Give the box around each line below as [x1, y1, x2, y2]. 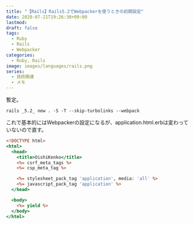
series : [6, 69, 25, 74]
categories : [6, 52, 35, 58]
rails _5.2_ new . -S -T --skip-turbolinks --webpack [6, 108, 140, 114]
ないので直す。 [11, 127, 47, 133]
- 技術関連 [11, 74, 34, 80]
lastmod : [6, 19, 27, 25]
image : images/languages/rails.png [6, 63, 93, 69]
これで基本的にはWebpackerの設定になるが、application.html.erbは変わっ [6, 119, 184, 126]
